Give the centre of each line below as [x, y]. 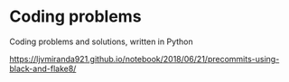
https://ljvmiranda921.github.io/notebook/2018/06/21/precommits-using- [144, 59]
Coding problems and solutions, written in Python [101, 41]
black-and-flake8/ [43, 68]
